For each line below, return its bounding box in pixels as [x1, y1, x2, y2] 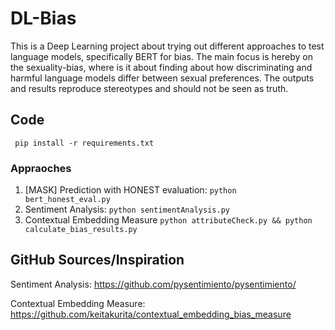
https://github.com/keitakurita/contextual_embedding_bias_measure [10, 308, 292, 320]
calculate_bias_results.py [24, 225, 138, 235]
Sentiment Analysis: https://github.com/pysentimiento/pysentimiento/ [10, 278, 297, 290]
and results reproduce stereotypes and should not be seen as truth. [10, 82, 289, 94]
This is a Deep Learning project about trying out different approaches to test [10, 40, 325, 52]
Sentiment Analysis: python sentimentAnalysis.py [24, 203, 230, 216]
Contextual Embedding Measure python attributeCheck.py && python [24, 214, 313, 226]
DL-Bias [10, 7, 77, 30]
